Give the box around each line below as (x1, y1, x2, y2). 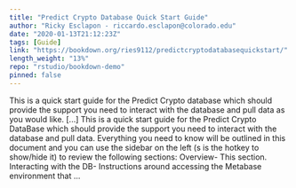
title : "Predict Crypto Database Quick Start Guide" (9, 12, 209, 22)
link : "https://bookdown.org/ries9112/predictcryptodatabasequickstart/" (9, 46, 289, 55)
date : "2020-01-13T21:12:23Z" (9, 29, 122, 38)
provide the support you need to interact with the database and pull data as (9, 104, 285, 115)
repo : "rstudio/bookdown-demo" (9, 63, 125, 72)
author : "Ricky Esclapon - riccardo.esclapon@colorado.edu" (9, 21, 237, 30)
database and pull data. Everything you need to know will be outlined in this (9, 132, 286, 143)
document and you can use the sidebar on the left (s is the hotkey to (9, 142, 260, 153)
